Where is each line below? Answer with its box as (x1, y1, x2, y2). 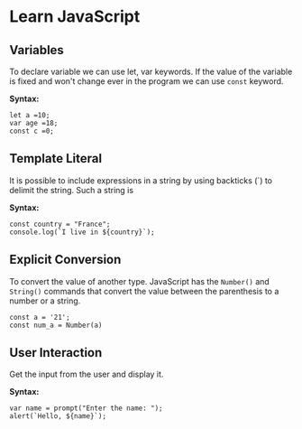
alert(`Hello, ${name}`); (9, 412, 106, 421)
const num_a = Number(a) (9, 321, 103, 330)
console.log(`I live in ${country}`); (9, 228, 155, 237)
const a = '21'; (9, 312, 70, 322)
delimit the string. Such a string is (9, 184, 133, 195)
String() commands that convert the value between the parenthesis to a (9, 285, 279, 296)
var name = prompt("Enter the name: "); (9, 404, 164, 413)
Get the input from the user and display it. (9, 368, 164, 380)
